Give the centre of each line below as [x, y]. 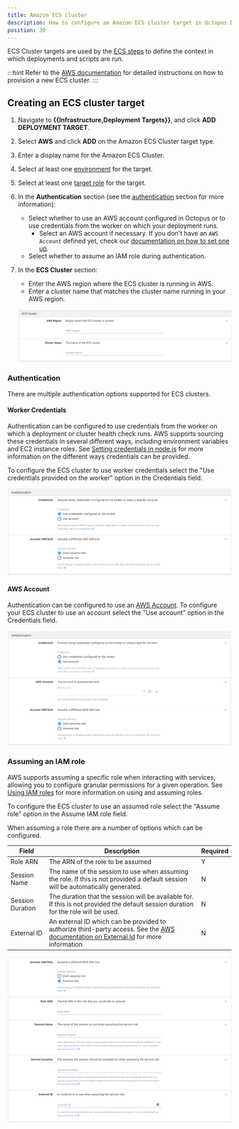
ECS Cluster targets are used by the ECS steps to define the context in [111, 51]
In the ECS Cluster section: [57, 270]
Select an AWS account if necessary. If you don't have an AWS [129, 234]
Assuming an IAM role [46, 762]
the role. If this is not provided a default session [118, 879]
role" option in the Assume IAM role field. [68, 813]
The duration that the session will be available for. [121, 897]
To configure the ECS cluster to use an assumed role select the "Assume [114, 806]
